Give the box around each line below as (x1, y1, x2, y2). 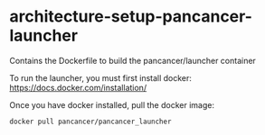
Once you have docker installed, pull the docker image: (9, 99, 215, 110)
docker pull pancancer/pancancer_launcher (9, 117, 172, 126)
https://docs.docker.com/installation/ (9, 82, 147, 93)
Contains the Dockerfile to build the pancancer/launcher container (9, 55, 256, 66)
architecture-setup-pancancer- (9, 6, 253, 27)
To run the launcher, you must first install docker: (9, 72, 193, 83)
